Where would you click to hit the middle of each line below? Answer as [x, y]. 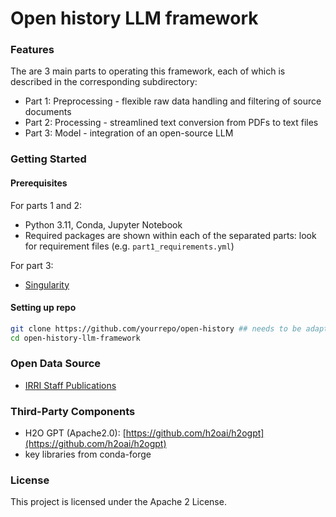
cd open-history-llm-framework [75, 338]
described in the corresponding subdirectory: [104, 82]
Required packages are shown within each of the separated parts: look [170, 235]
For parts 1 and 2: [46, 205]
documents [48, 112]
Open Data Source [56, 364]
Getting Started [48, 159]
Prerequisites [39, 183]
